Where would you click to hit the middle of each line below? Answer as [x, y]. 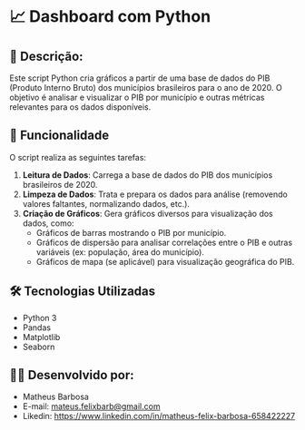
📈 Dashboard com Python [110, 17]
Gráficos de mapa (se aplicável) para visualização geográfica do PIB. [165, 261]
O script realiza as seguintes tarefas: [78, 157]
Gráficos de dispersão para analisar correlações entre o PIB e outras [164, 242]
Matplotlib [41, 337]
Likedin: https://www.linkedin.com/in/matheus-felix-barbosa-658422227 [159, 416]
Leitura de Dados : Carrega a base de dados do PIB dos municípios [148, 175]
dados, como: [48, 223]
